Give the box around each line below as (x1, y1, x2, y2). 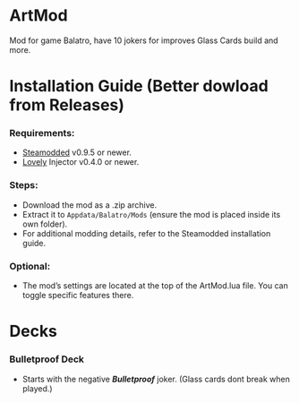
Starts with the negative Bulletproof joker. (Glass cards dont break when (21, 373, 291, 384)
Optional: (9, 260, 51, 272)
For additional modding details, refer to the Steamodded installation (21, 227, 271, 238)
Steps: (9, 179, 38, 192)
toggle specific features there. (21, 290, 134, 301)
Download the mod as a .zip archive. (21, 199, 158, 210)
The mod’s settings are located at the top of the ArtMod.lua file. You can (21, 280, 288, 291)
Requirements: (9, 127, 75, 140)
